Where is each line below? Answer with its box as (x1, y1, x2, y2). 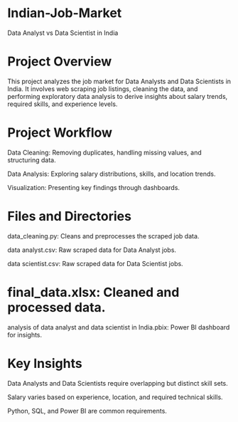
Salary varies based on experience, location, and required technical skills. (7, 393, 223, 401)
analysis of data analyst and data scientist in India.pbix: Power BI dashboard (7, 322, 230, 332)
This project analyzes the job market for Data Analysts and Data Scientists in (7, 77, 232, 85)
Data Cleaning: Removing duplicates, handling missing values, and (7, 148, 202, 157)
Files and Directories (7, 209, 131, 224)
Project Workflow (7, 125, 112, 141)
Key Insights (7, 355, 83, 371)
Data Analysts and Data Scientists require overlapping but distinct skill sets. (7, 379, 229, 387)
